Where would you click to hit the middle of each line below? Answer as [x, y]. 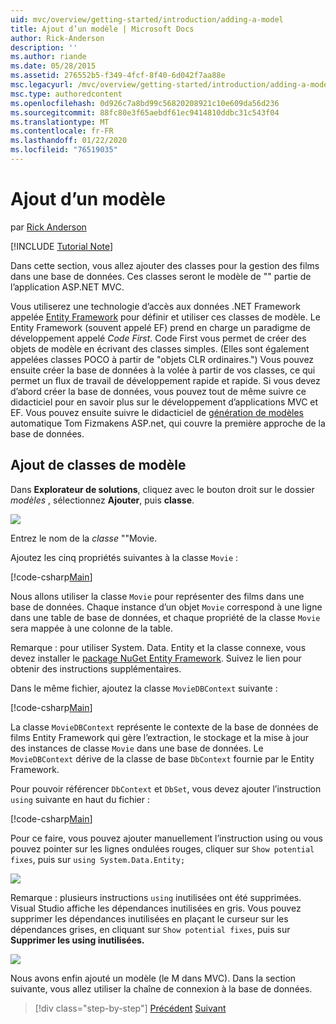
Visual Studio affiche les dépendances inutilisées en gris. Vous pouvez [156, 908]
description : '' [44, 47]
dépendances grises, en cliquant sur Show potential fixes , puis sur [150, 929]
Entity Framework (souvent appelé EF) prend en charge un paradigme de [160, 327]
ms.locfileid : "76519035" [64, 150]
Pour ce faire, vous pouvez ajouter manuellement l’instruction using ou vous [166, 838]
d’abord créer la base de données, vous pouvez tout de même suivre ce [158, 391]
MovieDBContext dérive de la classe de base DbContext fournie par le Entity [162, 758]
